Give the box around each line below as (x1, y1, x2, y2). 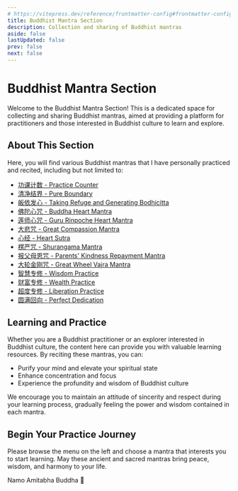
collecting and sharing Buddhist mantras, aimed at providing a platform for (7, 111, 225, 120)
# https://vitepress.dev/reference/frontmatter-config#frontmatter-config (7, 10, 233, 18)
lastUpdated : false (7, 37, 65, 44)
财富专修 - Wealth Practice (17, 278, 96, 286)
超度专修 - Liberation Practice (17, 286, 105, 295)
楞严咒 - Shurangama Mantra (17, 242, 103, 251)
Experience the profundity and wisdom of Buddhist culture (17, 379, 189, 388)
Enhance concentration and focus (17, 371, 117, 380)
